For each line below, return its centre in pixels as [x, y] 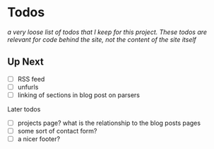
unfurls [28, 87]
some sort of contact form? [57, 131]
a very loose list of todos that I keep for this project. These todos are [107, 32]
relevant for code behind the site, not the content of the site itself [102, 39]
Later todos [24, 109]
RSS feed [31, 79]
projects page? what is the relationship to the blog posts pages [109, 123]
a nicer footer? [39, 139]
